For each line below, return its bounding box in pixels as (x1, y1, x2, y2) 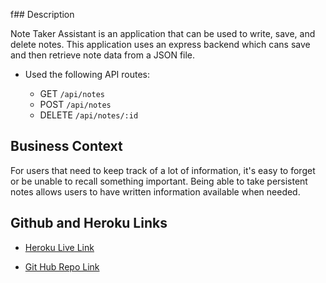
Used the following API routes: (24, 69, 151, 80)
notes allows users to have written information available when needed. (10, 185, 301, 198)
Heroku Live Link (24, 241, 95, 253)
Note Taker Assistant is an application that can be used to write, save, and (10, 28, 316, 39)
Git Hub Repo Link (24, 260, 100, 273)
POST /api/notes (39, 99, 112, 110)
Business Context (10, 138, 123, 155)
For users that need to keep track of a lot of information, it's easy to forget (10, 164, 316, 176)
